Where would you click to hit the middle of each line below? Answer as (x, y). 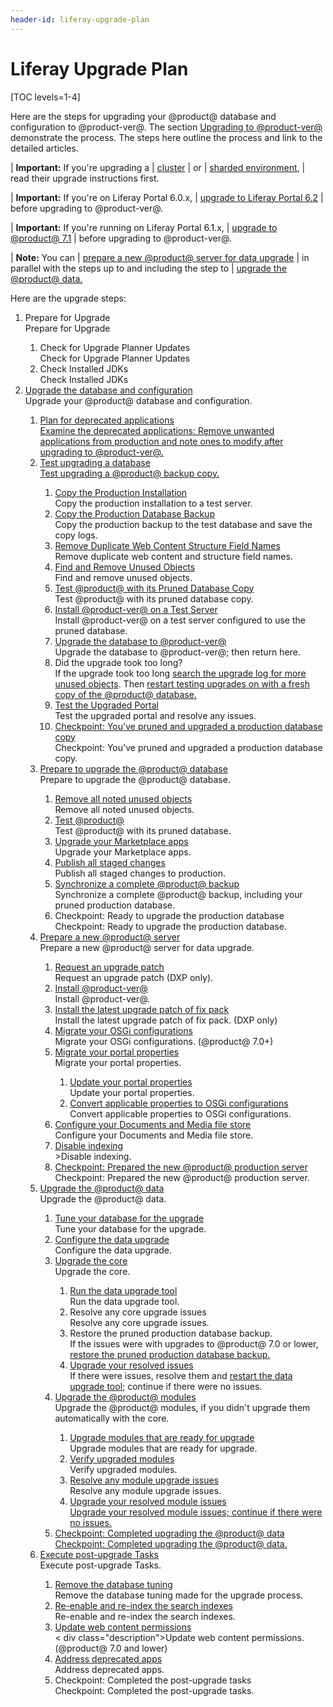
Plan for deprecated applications (107, 420)
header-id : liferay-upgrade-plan (80, 19)
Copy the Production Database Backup (134, 513)
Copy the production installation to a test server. (153, 503)
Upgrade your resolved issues (131, 1365)
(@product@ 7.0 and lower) (111, 1648)
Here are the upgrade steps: (68, 298)
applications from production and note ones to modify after (161, 441)
